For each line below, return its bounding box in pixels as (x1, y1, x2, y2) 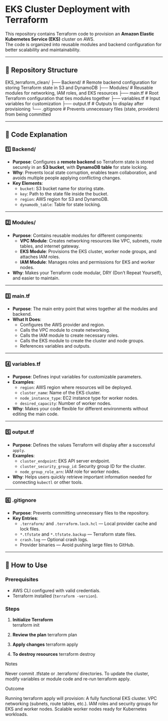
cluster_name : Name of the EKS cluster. (19, 390, 101, 396)
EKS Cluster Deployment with (5, 4, 130, 15)
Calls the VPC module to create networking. (19, 327, 110, 333)
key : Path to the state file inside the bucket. (19, 191, 108, 197)
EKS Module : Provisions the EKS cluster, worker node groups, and (19, 248, 156, 254)
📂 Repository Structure (5, 66, 78, 75)
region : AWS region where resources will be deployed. (19, 384, 132, 390)
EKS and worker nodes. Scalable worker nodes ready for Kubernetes (5, 705, 147, 712)
